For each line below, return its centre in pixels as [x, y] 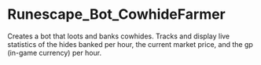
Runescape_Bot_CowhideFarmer [116, 14]
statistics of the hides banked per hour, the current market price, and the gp [130, 44]
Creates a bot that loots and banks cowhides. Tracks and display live [119, 36]
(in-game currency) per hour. [55, 52]
